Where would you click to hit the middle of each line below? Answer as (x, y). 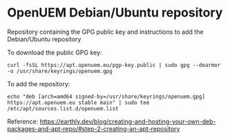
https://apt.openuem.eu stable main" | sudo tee (78, 102)
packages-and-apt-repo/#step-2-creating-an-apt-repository (94, 128)
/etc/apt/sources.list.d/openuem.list (63, 108)
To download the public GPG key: (55, 52)
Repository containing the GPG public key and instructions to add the (105, 32)
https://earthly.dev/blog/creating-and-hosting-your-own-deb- (128, 121)
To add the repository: (39, 83)
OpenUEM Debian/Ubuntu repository (115, 13)
